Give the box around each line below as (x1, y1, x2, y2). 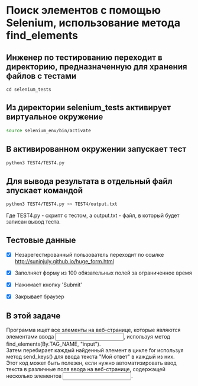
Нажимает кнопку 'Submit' (14, 281, 83, 288)
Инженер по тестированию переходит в (6, 52, 163, 62)
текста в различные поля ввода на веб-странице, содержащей (6, 365, 165, 372)
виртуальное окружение (6, 112, 103, 122)
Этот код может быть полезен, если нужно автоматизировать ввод (6, 359, 177, 366)
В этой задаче (6, 311, 61, 321)
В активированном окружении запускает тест (6, 144, 187, 154)
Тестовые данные (6, 235, 76, 245)
